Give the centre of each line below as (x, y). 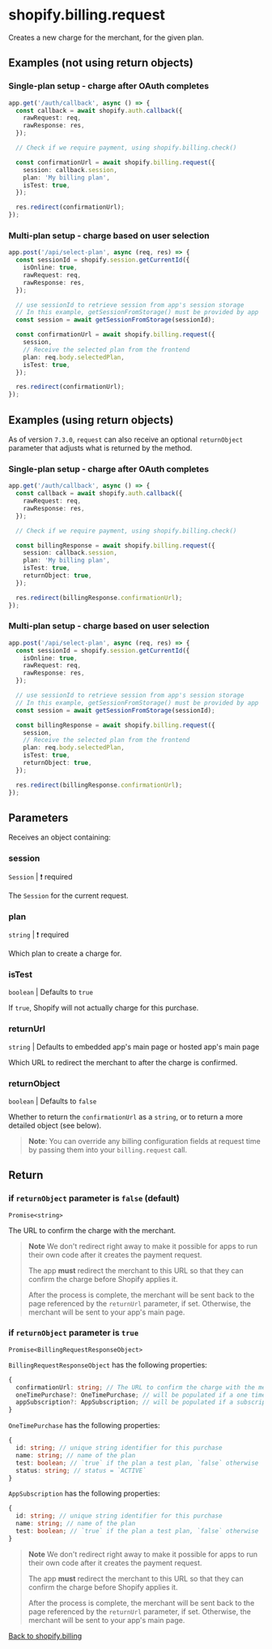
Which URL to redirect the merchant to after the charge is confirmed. (123, 1062)
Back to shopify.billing (45, 1636)
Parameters (38, 818)
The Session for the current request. (68, 896)
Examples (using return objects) (91, 420)
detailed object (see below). (55, 1125)
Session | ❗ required (40, 876)
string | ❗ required (39, 935)
